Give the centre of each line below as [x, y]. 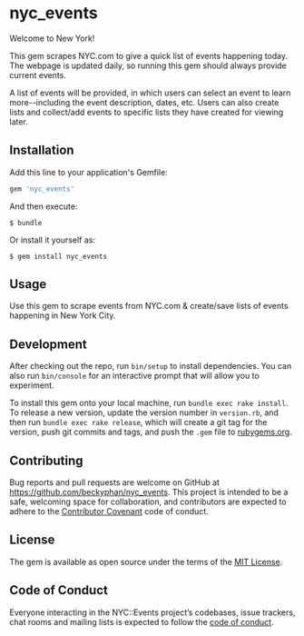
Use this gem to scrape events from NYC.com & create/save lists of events [149, 306]
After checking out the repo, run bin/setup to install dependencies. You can [151, 366]
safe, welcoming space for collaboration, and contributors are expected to [148, 502]
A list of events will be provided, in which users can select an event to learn [150, 93]
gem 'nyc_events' [42, 189]
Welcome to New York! [52, 38]
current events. [38, 75]
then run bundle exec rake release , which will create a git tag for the [138, 422]
